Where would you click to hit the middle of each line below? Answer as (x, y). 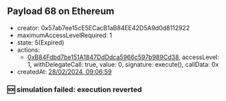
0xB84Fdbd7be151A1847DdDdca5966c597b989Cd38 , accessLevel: (123, 57)
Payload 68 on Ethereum (61, 11)
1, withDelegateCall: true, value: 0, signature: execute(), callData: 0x (123, 64)
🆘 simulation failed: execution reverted (75, 89)
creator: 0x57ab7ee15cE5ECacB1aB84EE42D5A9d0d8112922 (103, 27)
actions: (28, 49)
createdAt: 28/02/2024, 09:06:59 (64, 71)
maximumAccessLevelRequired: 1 (64, 35)
